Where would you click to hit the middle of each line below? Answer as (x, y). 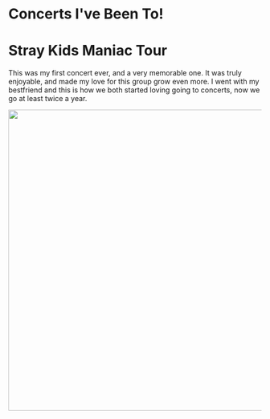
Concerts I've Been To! (86, 14)
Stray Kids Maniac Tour (88, 51)
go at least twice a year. (48, 99)
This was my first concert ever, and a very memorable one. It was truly (125, 73)
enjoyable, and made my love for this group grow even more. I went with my (134, 82)
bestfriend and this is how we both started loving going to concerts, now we (134, 90)
